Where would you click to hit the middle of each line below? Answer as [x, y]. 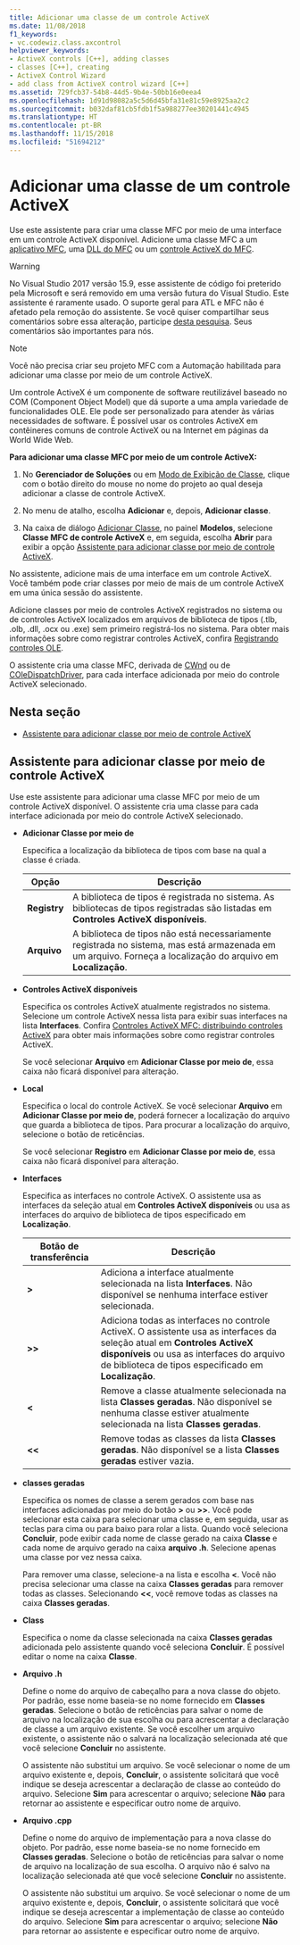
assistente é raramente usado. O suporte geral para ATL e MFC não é [137, 302]
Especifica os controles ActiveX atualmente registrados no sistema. [146, 1007]
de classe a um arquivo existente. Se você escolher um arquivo [138, 1729]
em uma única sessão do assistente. [76, 592]
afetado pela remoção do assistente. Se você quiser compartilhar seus [139, 312]
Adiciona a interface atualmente [167, 1273]
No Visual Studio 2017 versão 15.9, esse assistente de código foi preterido [145, 283]
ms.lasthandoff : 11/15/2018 [62, 134]
